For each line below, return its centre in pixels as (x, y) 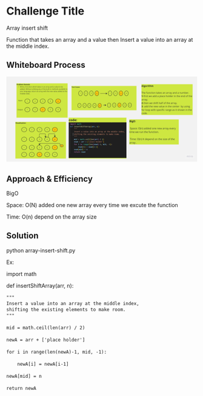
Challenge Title (45, 11)
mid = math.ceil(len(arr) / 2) (46, 328)
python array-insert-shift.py (41, 250)
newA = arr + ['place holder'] (46, 340)
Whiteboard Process (46, 65)
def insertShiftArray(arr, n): (40, 285)
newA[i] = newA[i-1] (43, 364)
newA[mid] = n (24, 376)
